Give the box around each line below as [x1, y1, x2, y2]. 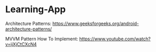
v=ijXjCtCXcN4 [5, 41, 37, 47]
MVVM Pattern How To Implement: [5, 36, 79, 42]
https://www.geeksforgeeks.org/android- [53, 20, 139, 27]
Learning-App [5, 4, 66, 15]
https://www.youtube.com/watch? [79, 36, 151, 42]
